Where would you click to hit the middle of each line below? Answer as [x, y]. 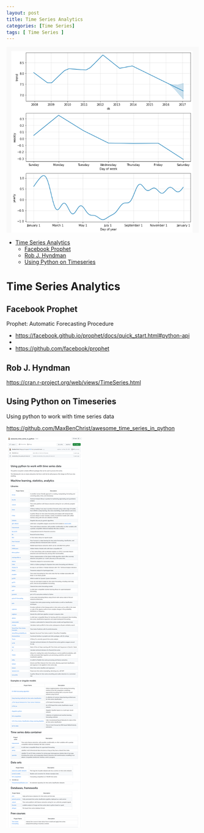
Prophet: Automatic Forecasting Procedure [60, 324]
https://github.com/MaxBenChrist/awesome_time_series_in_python [91, 428]
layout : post [23, 13]
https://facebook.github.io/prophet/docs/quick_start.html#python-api [102, 336]
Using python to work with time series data [60, 416]
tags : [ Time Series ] [35, 32]
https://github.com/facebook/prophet [62, 348]
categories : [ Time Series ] [41, 26]
